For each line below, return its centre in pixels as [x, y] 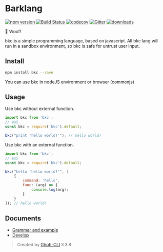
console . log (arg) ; [50, 190]
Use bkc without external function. [40, 109]
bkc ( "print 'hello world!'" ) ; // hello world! [53, 136]
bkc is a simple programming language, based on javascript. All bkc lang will [82, 41]
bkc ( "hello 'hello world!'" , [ [37, 171]
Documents [23, 218]
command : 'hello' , [41, 180]
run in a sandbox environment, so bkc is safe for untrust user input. [72, 46]
